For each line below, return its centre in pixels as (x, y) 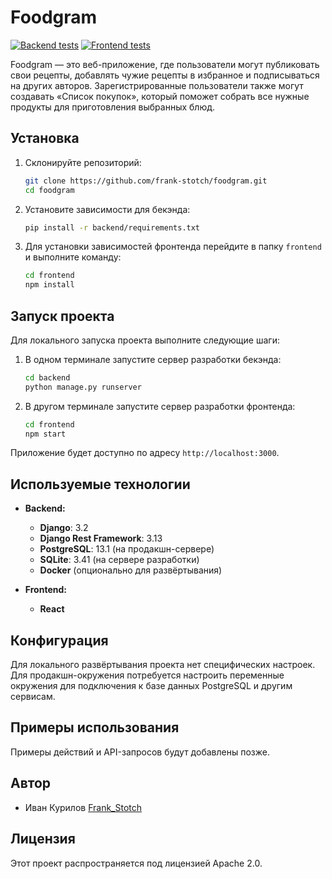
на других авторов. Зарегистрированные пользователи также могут (157, 85)
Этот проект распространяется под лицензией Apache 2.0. (136, 863)
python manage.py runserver (83, 387)
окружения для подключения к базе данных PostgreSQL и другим (151, 686)
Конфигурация (59, 640)
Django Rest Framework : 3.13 (101, 538)
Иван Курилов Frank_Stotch (83, 807)
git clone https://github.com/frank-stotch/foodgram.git (146, 181)
